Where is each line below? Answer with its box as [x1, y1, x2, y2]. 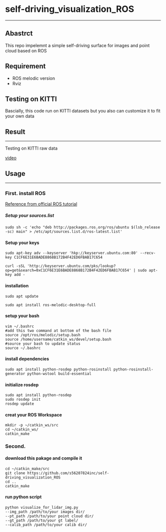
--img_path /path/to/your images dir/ [5, 509, 85, 514]
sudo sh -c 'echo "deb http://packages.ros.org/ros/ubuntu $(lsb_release [5, 225, 161, 230]
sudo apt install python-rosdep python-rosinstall [5, 367, 112, 372]
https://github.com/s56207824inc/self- [27, 471, 110, 476]
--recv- [140, 251, 156, 256]
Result [5, 127, 26, 136]
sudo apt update [5, 294, 39, 299]
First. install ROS [5, 190, 46, 197]
